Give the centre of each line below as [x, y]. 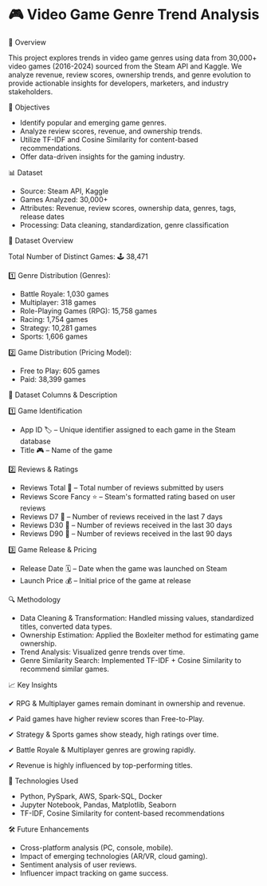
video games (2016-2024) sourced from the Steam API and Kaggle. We [125, 66]
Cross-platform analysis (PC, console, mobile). [96, 848]
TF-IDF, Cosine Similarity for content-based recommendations [122, 813]
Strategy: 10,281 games [58, 328]
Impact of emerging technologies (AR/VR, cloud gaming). [114, 856]
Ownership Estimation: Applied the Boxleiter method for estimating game [139, 634]
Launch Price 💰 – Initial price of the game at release [105, 580]
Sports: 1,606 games [53, 336]
